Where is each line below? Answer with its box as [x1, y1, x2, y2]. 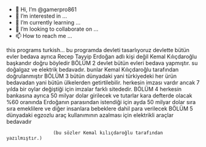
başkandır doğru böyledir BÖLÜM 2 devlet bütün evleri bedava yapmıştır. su [6, 59, 198, 67]
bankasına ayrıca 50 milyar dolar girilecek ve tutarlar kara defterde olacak [6, 92, 193, 99]
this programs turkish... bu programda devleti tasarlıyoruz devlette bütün [6, 47, 190, 53]
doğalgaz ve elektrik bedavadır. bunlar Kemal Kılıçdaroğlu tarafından [6, 66, 179, 73]
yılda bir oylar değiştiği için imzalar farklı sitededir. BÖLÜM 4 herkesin [6, 86, 182, 92]
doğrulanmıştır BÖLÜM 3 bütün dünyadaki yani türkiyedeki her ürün [6, 72, 177, 80]
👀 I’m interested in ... [15, 12, 67, 20]
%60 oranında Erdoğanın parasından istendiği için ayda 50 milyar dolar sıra [6, 99, 196, 105]
